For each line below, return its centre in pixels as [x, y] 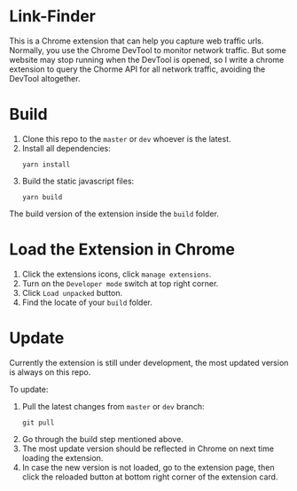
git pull [38, 423]
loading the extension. [63, 457]
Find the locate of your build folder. [87, 302]
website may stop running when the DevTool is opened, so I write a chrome [147, 59]
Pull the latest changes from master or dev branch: [113, 406]
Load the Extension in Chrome [122, 249]
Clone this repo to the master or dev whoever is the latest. [127, 138]
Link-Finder [52, 16]
